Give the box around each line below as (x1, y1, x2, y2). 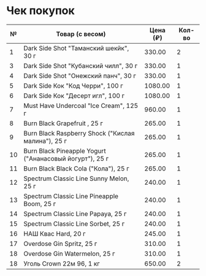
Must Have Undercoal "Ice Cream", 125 (23, 101, 139, 110)
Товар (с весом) (56, 29, 106, 38)
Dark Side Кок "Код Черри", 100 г (23, 81, 124, 90)
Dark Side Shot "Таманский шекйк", (23, 44, 129, 52)
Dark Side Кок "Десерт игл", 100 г (23, 91, 124, 100)
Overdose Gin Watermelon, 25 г (23, 249, 115, 258)
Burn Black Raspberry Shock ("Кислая (23, 129, 135, 137)
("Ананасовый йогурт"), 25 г (23, 154, 109, 163)
